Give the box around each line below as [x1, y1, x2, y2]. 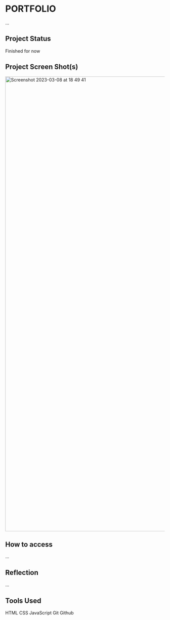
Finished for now [5, 48, 40, 54]
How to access [5, 540, 53, 549]
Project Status [5, 34, 52, 43]
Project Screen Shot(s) [5, 63, 78, 71]
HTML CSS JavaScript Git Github [5, 610, 74, 615]
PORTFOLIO [5, 3, 57, 15]
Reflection [5, 568, 39, 577]
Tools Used [5, 596, 41, 605]
